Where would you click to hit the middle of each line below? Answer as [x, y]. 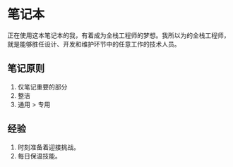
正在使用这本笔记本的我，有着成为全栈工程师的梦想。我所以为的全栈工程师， [119, 35]
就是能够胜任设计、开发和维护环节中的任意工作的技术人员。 [94, 44]
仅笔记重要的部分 [42, 87]
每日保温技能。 [39, 156]
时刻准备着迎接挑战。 [48, 147]
